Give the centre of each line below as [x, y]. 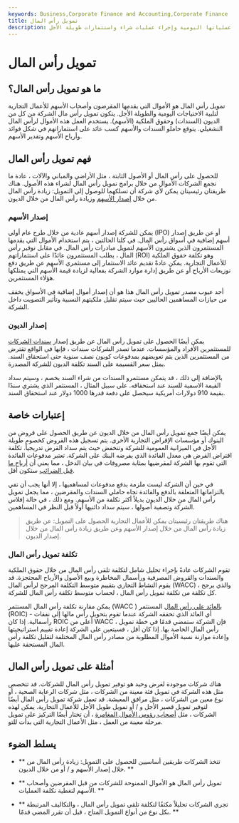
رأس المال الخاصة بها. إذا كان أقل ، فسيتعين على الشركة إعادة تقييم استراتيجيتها [113, 629]
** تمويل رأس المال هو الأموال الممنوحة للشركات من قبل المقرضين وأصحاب [120, 782]
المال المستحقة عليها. [37, 644]
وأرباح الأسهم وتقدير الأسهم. [45, 136]
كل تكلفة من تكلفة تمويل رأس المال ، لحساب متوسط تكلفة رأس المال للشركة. [112, 592]
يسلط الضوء [32, 744]
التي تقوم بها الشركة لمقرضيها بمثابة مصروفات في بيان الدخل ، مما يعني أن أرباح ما [117, 462]
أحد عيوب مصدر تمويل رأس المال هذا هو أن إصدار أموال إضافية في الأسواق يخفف [116, 292]
